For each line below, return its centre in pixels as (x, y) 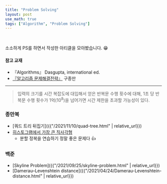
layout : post (19, 14)
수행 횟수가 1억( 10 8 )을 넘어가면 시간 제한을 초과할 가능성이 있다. (88, 100)
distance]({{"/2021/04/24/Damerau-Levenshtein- (111, 171)
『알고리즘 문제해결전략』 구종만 (44, 79)
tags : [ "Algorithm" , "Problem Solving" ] (48, 24)
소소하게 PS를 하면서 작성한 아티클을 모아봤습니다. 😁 (57, 48)
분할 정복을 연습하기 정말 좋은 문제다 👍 (58, 138)
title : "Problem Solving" (32, 10)
